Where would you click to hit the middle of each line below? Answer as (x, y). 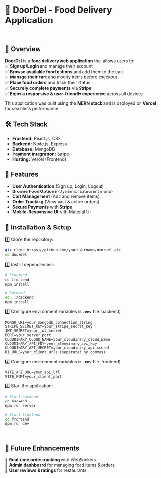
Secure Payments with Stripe (42, 207)
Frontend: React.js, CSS (36, 138)
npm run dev (17, 423)
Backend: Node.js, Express (40, 144)
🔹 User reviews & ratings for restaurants (46, 470)
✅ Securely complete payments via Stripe (48, 88)
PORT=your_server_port (28, 335)
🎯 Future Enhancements (42, 448)
